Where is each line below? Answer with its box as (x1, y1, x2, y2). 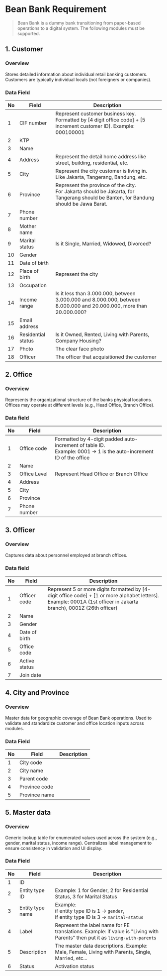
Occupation (19, 282, 47, 289)
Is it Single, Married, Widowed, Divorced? (55, 240, 152, 247)
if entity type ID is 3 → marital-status (55, 913, 144, 920)
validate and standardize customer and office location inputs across (5, 720, 144, 726)
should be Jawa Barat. (55, 200, 108, 207)
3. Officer (5, 526, 35, 535)
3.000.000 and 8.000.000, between (55, 296, 141, 303)
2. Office (5, 370, 33, 379)
